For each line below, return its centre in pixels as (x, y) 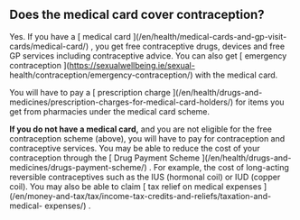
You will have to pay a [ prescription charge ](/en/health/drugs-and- (136, 92)
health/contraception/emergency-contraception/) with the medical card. (144, 75)
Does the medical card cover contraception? (137, 15)
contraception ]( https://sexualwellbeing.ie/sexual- (103, 65)
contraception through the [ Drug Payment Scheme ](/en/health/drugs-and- (150, 158)
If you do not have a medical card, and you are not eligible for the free (141, 129)
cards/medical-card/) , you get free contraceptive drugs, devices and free (147, 46)
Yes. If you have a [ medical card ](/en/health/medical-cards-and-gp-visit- (148, 36)
